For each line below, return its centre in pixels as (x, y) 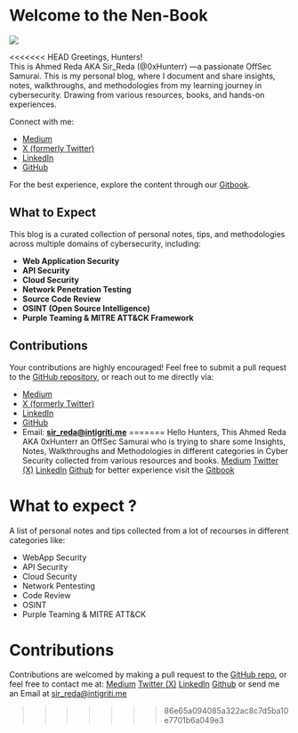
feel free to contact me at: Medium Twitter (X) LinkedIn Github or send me (145, 684)
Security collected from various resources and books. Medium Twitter (150, 460)
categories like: (37, 539)
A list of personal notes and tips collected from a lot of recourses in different (149, 531)
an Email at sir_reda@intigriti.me (68, 694)
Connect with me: (41, 121)
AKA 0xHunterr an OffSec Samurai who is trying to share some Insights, (154, 441)
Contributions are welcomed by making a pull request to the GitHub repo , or (148, 675)
